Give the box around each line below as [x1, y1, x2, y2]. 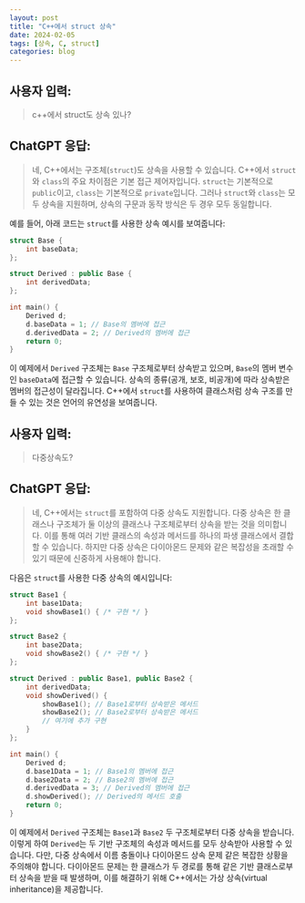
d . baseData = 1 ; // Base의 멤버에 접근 [25, 320, 166, 329]
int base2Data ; [25, 641, 84, 650]
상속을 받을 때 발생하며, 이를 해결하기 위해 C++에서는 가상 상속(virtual [18, 872, 269, 883]
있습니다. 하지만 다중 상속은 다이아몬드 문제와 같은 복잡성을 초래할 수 [51, 541, 294, 552]
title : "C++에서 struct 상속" [9, 22, 117, 31]
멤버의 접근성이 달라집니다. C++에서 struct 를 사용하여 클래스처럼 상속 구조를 [9, 385, 284, 396]
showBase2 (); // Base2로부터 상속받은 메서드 [42, 708, 198, 717]
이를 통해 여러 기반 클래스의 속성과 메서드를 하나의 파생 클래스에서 [44, 529, 278, 540]
